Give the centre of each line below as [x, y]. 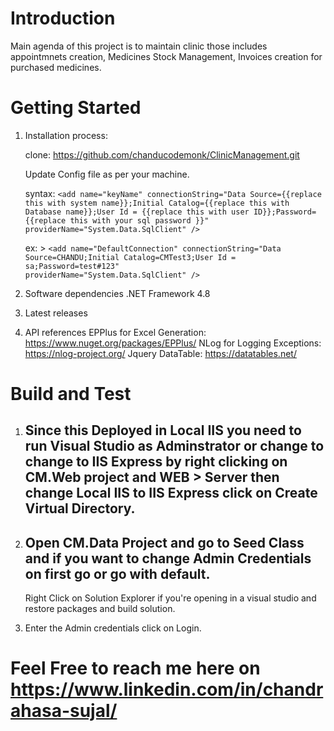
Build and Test [71, 394]
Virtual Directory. [80, 508]
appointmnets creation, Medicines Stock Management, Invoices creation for [166, 56]
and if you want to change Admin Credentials [168, 558]
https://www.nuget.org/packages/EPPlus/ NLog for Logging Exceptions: [173, 343]
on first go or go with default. [117, 573]
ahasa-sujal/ [64, 711]
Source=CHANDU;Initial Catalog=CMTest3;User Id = [130, 257]
